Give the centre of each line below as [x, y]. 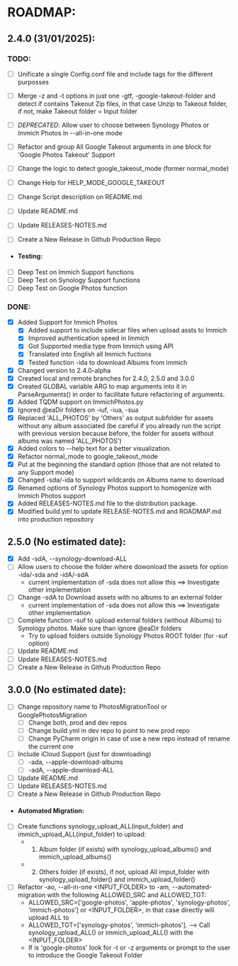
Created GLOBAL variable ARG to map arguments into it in [102, 386]
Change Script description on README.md [80, 197]
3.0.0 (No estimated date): [67, 690]
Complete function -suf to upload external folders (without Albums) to [119, 620]
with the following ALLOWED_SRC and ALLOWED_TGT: [127, 895]
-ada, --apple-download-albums [76, 762]
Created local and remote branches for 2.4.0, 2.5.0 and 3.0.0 [106, 378]
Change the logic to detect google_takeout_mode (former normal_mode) [123, 169]
